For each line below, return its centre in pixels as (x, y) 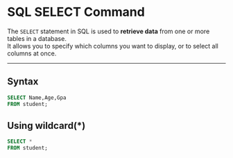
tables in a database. (37, 38)
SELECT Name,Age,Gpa (37, 98)
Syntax (23, 81)
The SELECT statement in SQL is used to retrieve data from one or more (109, 31)
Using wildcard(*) (46, 125)
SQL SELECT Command (76, 12)
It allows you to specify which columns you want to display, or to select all (113, 46)
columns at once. (32, 53)
